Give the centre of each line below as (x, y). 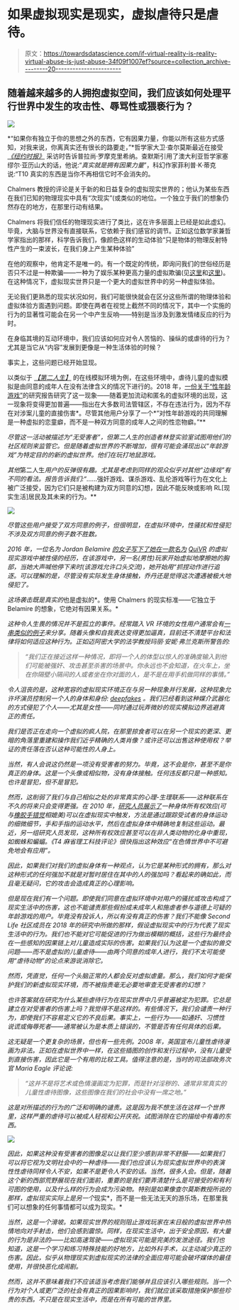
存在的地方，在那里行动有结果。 (60, 206)
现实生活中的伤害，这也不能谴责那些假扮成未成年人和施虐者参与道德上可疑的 (119, 907)
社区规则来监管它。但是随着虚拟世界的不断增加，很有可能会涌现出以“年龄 (115, 446)
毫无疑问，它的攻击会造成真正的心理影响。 (76, 883)
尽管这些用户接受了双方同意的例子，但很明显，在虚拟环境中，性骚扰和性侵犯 (119, 525)
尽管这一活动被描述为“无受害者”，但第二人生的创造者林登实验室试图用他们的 (119, 437)
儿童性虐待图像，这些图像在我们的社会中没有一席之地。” (105, 1092)
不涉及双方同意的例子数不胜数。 (54, 533)
